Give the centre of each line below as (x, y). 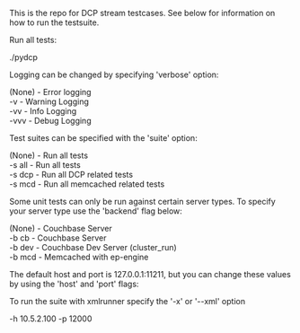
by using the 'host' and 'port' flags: (74, 284)
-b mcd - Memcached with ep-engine (79, 257)
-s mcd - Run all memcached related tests (87, 184)
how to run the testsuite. (54, 22)
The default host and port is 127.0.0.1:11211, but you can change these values (150, 274)
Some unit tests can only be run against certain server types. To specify (142, 202)
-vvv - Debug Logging (50, 121)
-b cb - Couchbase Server (58, 238)
